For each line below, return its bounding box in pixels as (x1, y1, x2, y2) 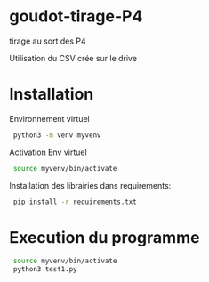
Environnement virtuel (9, 113, 91, 124)
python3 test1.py (12, 265, 77, 274)
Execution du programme (9, 227, 200, 247)
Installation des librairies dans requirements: (9, 180, 172, 190)
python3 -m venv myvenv (12, 131, 101, 140)
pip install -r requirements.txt (12, 197, 138, 206)
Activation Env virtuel (9, 147, 87, 157)
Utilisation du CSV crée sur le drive (9, 52, 138, 63)
